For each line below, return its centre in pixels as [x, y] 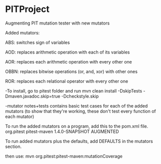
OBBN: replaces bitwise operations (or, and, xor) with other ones [72, 71]
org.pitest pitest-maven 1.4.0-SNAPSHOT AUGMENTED [62, 131]
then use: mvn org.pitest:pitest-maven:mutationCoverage [64, 156]
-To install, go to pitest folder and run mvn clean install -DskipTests [74, 90]
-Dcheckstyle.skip [80, 96]
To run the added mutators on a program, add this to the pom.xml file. [77, 126]
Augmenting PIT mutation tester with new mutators [57, 23]
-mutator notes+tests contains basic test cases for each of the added [77, 105]
